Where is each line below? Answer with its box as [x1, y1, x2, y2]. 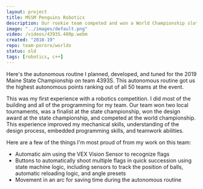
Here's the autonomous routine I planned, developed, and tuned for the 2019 [6, 70, 197, 77]
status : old [6, 48, 36, 54]
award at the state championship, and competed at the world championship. [6, 114, 196, 121]
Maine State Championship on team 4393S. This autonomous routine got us [6, 77, 195, 84]
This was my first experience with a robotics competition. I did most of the [6, 95, 192, 102]
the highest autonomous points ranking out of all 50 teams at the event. [6, 83, 184, 91]
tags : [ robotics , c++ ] [6, 54, 63, 60]
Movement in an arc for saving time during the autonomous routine [14, 176, 182, 183]
